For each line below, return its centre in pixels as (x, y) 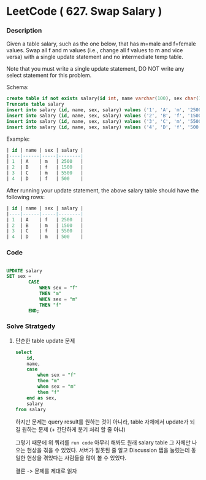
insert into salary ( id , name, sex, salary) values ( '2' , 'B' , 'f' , (96, 116)
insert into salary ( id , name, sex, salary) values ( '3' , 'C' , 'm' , (96, 121)
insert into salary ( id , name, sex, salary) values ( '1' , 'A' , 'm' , (96, 110)
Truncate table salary (35, 104)
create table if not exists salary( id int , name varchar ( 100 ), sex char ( (103, 99)
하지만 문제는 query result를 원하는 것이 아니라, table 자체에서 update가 (102, 422)
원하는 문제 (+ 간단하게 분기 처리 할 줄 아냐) (74, 430)
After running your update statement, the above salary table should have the (103, 190)
